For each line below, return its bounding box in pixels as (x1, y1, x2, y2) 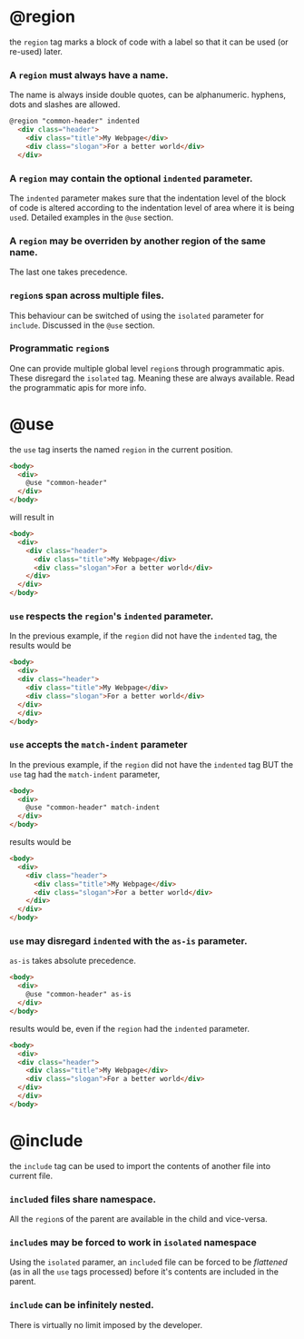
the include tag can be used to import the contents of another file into (9, 1160, 270, 1171)
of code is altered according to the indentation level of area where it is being (9, 202, 295, 213)
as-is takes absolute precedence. (9, 956, 136, 967)
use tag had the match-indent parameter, (9, 769, 161, 779)
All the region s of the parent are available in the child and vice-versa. (9, 1213, 268, 1224)
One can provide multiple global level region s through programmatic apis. (9, 362, 285, 373)
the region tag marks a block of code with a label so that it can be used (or (9, 36, 289, 47)
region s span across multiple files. (9, 289, 165, 302)
